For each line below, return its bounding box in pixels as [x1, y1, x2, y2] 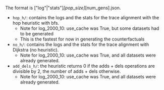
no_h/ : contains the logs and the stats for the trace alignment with [12, 41, 149, 48]
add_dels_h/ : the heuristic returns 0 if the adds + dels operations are [12, 63, 155, 69]
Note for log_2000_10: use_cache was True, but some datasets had [20, 25, 159, 31]
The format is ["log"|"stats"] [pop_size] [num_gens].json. [5, 5, 121, 11]
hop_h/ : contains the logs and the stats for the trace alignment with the [12, 15, 159, 20]
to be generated [20, 31, 54, 36]
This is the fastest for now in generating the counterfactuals [20, 36, 145, 42]
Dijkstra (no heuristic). [12, 47, 59, 53]
